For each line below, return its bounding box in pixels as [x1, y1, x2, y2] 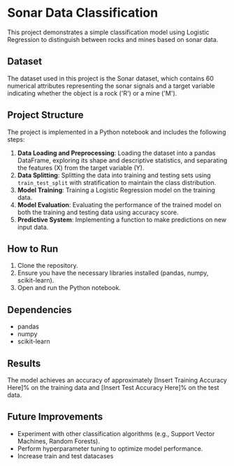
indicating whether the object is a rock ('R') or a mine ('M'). [7, 89, 177, 97]
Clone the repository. [17, 262, 78, 270]
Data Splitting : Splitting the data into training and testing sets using [17, 171, 211, 179]
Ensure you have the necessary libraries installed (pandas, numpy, [17, 269, 209, 277]
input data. [17, 223, 49, 231]
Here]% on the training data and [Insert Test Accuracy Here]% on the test [7, 384, 219, 391]
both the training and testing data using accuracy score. [17, 208, 180, 216]
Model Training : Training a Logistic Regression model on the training [17, 186, 215, 194]
